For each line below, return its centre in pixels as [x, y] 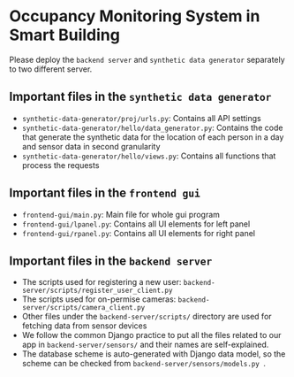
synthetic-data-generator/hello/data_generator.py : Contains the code [152, 127]
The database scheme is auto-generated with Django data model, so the [154, 354]
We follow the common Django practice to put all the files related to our [151, 335]
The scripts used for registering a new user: [102, 282]
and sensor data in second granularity [91, 146]
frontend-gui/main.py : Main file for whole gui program [121, 214]
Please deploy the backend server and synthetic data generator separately [147, 59]
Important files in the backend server [111, 261]
